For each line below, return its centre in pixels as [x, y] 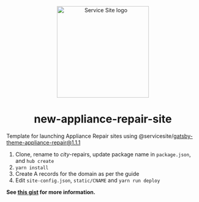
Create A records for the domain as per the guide [77, 173]
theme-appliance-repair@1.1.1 [43, 142]
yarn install [32, 168]
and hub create [35, 161]
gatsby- [183, 136]
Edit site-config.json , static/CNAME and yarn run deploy [88, 180]
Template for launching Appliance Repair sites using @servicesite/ [90, 136]
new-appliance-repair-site [103, 119]
